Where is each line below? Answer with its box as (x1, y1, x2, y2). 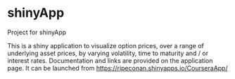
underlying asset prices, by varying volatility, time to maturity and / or (7, 49, 209, 57)
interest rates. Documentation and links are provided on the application (7, 56, 213, 64)
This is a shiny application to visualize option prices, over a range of (7, 41, 204, 50)
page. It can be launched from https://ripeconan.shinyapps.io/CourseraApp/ (7, 64, 228, 72)
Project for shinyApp (7, 28, 67, 36)
